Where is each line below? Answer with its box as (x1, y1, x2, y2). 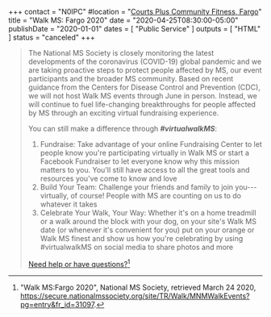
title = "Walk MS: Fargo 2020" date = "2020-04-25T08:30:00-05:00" (8, 15, 239, 25)
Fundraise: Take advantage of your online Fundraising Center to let (40, 140, 262, 148)
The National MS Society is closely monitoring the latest (27, 48, 215, 57)
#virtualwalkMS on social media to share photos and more (40, 242, 234, 252)
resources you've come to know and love (40, 173, 177, 183)
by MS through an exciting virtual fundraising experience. (27, 108, 219, 118)
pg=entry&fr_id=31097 (19, 299, 94, 309)
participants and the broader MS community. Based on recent (27, 74, 234, 83)
